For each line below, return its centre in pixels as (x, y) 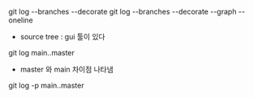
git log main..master (42, 53)
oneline (21, 20)
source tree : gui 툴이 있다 (62, 37)
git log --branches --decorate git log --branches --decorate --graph (122, 12)
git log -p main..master (46, 85)
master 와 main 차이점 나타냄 (66, 69)
